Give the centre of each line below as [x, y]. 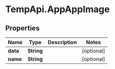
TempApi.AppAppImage [57, 9]
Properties [22, 28]
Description [62, 42]
